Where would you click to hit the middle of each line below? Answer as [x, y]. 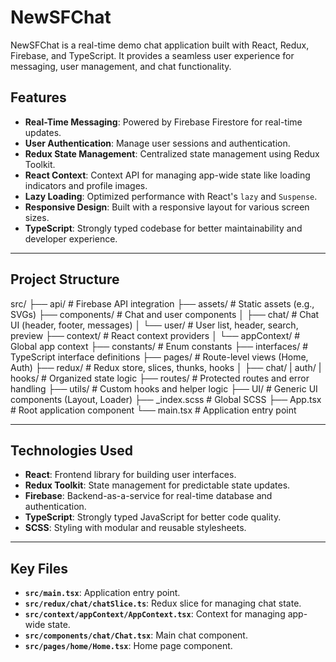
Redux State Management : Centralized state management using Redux [172, 153]
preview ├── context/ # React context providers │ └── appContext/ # [155, 335]
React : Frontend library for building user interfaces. [130, 475]
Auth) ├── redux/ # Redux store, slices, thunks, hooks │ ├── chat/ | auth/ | [166, 367]
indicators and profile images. [86, 185]
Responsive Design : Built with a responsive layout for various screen [167, 207]
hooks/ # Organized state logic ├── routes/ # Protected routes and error [160, 378]
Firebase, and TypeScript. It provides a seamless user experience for [152, 55]
